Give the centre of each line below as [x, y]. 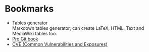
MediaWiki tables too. [35, 33]
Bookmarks [29, 9]
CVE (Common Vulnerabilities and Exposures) [60, 44]
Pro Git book [25, 39]
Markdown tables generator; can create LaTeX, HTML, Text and [78, 28]
